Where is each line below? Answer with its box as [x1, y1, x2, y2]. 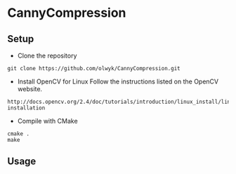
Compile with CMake [17, 117, 79, 125]
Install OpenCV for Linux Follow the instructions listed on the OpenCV [17, 77, 219, 86]
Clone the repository [17, 51, 77, 60]
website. [17, 85, 43, 93]
